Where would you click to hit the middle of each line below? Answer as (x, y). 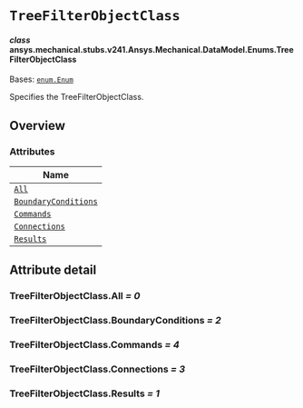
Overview (38, 125)
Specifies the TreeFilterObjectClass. (77, 97)
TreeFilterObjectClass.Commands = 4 (94, 345)
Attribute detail (53, 270)
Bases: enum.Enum (42, 79)
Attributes (32, 151)
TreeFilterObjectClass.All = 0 (75, 296)
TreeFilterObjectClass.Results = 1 (85, 393)
